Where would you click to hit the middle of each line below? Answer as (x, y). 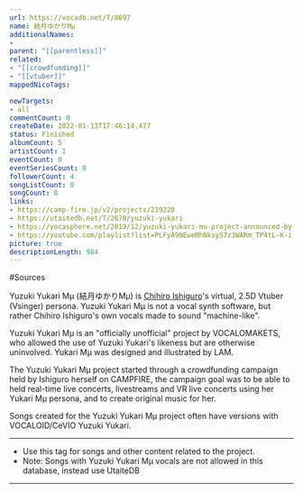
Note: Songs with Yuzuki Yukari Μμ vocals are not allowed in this (142, 461)
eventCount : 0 (36, 160)
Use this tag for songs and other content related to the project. (138, 452)
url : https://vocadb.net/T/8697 (70, 18)
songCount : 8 (34, 193)
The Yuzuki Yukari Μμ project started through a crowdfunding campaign (144, 370)
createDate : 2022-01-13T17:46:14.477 (80, 126)
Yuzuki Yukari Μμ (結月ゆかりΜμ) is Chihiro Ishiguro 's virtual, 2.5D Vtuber (147, 296)
